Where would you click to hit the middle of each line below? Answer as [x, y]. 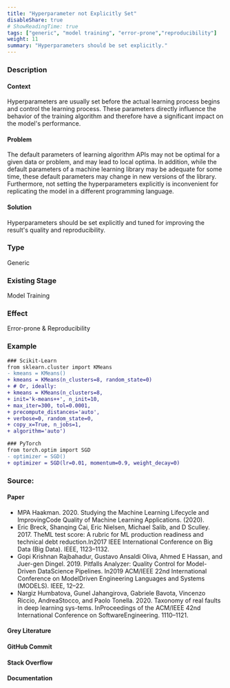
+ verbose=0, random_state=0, [51, 418]
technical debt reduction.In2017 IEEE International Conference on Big [115, 542]
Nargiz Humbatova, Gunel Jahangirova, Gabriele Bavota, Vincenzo [111, 593]
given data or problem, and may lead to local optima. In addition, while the [112, 162]
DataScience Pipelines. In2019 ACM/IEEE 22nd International [122, 571]
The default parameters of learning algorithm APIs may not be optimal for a [114, 155]
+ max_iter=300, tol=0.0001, [49, 405]
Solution [20, 207]
